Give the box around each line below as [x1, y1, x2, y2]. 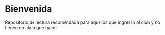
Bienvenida [5, 3, 52, 15]
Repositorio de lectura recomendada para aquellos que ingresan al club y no [5, 19, 160, 25]
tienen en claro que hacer [5, 24, 58, 30]
